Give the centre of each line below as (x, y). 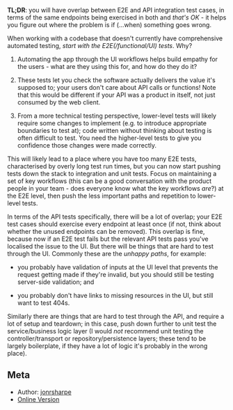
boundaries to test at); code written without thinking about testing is (114, 131)
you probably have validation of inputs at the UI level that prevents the (118, 267)
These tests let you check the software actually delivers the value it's (116, 80)
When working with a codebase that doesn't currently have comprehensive (115, 38)
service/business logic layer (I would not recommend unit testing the (105, 331)
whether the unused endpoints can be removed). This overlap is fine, (106, 231)
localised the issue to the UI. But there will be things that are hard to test (111, 246)
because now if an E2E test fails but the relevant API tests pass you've (108, 239)
